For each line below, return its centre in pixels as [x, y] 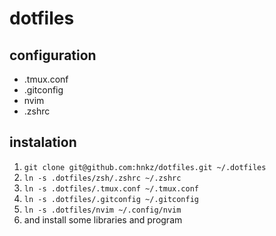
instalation [43, 142]
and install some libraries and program [103, 219]
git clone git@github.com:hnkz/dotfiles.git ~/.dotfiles [145, 167]
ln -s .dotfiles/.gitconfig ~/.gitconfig [111, 199]
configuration [53, 55]
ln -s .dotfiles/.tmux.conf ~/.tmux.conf [111, 188]
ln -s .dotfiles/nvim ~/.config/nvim [102, 210]
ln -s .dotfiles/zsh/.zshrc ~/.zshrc [102, 178]
